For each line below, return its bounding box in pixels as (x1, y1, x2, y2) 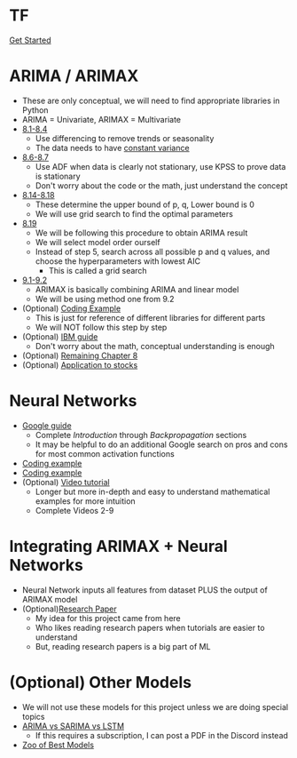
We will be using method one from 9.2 (35, 293, 175, 304)
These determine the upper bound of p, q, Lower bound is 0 (35, 199, 254, 210)
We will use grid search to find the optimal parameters (35, 208, 233, 219)
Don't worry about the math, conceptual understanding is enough (35, 340, 275, 351)
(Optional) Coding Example (21, 303, 121, 314)
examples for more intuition (35, 495, 136, 507)
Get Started (9, 35, 51, 45)
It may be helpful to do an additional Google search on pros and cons (35, 439, 288, 450)
